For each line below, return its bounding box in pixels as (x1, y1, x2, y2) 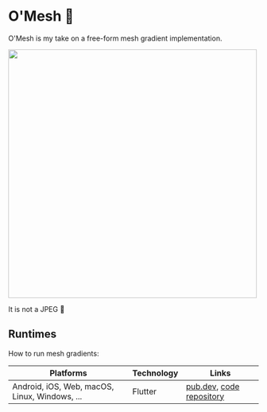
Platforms (49, 367, 87, 379)
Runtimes (8, 328, 57, 341)
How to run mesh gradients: (8, 348, 99, 358)
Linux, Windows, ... (12, 391, 83, 402)
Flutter (132, 386, 157, 397)
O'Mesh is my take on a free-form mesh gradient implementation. (8, 33, 222, 43)
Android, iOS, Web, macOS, (12, 381, 114, 392)
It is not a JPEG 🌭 (8, 304, 65, 313)
